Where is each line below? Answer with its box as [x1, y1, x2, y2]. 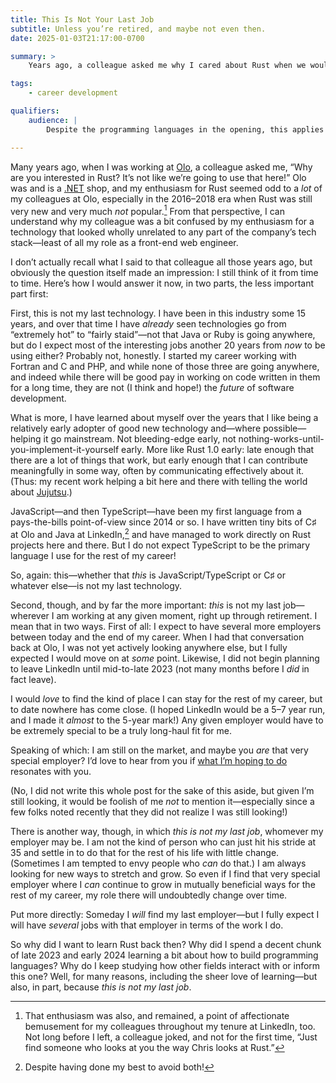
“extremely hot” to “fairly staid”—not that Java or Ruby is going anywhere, [10, 329, 316, 341]
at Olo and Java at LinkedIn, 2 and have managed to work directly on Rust [10, 527, 312, 540]
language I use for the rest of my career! [10, 549, 177, 561]
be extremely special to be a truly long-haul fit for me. [10, 724, 232, 736]
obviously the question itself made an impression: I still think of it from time [10, 267, 319, 279]
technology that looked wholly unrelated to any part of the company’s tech [10, 226, 317, 238]
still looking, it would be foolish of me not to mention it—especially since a [10, 795, 315, 807]
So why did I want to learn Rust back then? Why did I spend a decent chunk [10, 938, 322, 950]
